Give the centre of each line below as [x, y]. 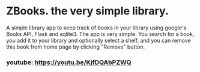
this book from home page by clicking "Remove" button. [76, 47]
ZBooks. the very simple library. [88, 11]
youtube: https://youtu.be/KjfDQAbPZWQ [69, 62]
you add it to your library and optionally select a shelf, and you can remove [98, 40]
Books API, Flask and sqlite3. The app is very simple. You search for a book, [100, 34]
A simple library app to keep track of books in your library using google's [96, 28]
